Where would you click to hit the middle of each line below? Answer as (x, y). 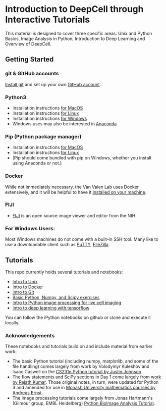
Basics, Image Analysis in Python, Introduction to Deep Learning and (75, 39)
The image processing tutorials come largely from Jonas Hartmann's (82, 398)
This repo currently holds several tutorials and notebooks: (64, 272)
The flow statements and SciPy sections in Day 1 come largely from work (87, 377)
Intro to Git (23, 292)
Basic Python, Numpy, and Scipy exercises (56, 297)
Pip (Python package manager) (43, 136)
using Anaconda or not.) (37, 163)
